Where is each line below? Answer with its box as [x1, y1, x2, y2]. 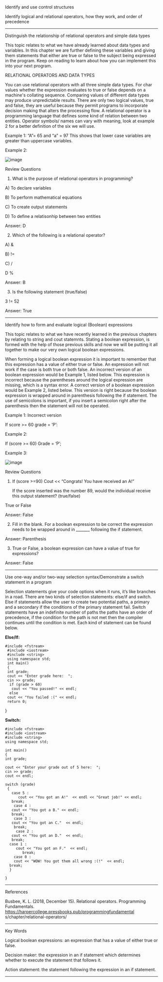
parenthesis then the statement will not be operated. [5, 403, 110, 408]
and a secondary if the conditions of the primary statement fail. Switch [5, 604, 146, 610]
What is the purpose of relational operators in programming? [12, 175, 133, 181]
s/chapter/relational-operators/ [5, 914, 67, 920]
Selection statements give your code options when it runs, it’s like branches [5, 589, 156, 594]
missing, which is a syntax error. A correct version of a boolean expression [5, 382, 154, 388]
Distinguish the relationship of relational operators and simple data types [5, 33, 150, 39]
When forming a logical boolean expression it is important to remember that [5, 356, 156, 362]
